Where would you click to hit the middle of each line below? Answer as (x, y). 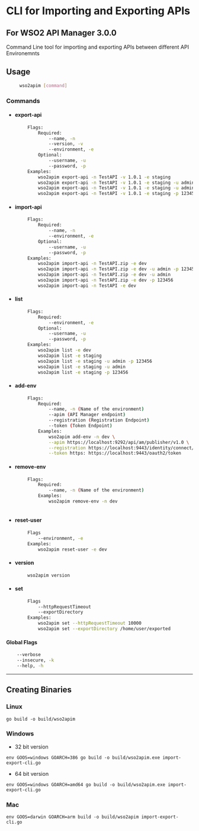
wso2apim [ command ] (43, 85)
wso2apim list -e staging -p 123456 (83, 372)
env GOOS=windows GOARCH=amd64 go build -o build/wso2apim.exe (86, 784)
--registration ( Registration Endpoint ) (99, 420)
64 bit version (32, 774)
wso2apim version (49, 575)
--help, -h (30, 666)
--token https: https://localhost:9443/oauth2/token (115, 453)
